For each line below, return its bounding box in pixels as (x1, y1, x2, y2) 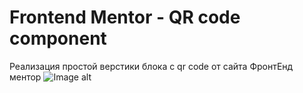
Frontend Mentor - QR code (9, 6, 241, 29)
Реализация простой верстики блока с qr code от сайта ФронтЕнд (9, 60, 294, 72)
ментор (9, 71, 42, 83)
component (9, 27, 107, 50)
